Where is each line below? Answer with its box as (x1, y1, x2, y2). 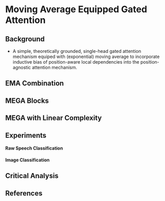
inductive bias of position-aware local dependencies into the (12, 59, 140, 65)
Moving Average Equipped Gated (5, 4, 147, 15)
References (5, 189, 43, 197)
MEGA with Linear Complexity (5, 113, 102, 123)
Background (5, 35, 45, 43)
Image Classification (5, 157, 50, 163)
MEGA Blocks (5, 96, 49, 105)
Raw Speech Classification (5, 145, 63, 151)
